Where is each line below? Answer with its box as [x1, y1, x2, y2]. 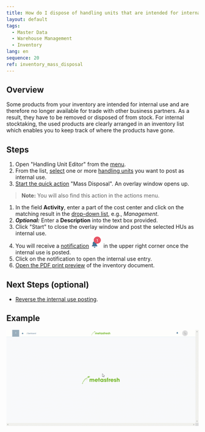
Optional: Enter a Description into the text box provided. [15, 217, 158, 224]
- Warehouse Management [12, 35, 72, 42]
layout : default [6, 16, 48, 23]
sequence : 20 [6, 55, 40, 61]
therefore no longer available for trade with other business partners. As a [6, 107, 190, 115]
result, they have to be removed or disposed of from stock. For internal [6, 113, 184, 121]
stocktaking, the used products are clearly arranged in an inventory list [6, 120, 184, 128]
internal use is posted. [15, 249, 71, 256]
